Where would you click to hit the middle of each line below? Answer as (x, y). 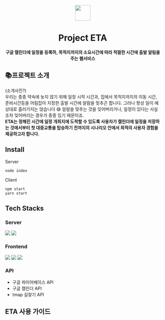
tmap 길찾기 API (28, 294)
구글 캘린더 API (27, 288)
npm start (15, 189)
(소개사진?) (16, 91)
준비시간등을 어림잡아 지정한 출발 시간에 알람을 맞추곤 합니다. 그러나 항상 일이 (79, 103)
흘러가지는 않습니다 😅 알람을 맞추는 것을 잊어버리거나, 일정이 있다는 (83, 109)
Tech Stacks (25, 208)
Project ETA (83, 38)
